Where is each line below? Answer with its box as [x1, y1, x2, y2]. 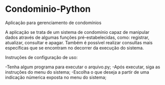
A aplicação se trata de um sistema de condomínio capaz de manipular [5, 29, 150, 35]
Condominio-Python [5, 3, 91, 15]
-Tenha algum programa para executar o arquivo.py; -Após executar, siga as [5, 64, 161, 70]
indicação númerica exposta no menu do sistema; [5, 74, 107, 80]
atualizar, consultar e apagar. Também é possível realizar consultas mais [5, 39, 153, 45]
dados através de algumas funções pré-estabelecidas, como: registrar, [5, 34, 150, 40]
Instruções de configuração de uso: [5, 54, 78, 60]
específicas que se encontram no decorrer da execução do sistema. [5, 45, 144, 51]
